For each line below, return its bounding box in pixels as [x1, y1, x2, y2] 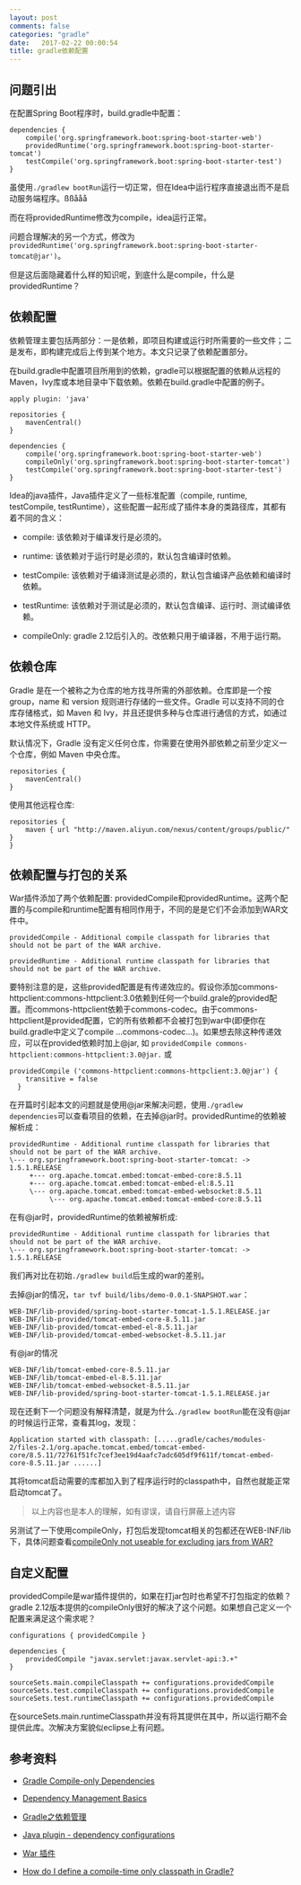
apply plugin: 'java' [9, 394, 90, 403]
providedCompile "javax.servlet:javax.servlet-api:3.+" [25, 1655, 239, 1664]
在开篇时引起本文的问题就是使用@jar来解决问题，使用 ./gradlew [9, 1100, 244, 1111]
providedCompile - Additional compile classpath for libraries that [9, 934, 271, 942]
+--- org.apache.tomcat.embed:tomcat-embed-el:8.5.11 [29, 1179, 235, 1189]
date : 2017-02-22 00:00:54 [9, 38, 118, 48]
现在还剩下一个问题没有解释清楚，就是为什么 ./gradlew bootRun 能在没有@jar [9, 1406, 291, 1417]
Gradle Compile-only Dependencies [21, 1775, 155, 1786]
